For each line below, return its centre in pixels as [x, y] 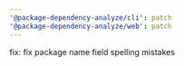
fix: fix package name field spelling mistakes [92, 52]
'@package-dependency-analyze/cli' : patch [91, 18]
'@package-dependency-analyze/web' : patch [91, 26]
